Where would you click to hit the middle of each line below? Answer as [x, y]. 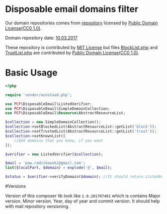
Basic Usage [31, 73]
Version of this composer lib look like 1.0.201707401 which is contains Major [83, 196]
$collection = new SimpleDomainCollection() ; [53, 122]
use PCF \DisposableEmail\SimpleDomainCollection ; [58, 108]
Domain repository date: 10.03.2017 [42, 38]
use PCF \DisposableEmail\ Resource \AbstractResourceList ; [65, 113]
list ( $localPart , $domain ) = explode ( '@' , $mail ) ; [59, 168]
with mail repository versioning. [37, 206]
